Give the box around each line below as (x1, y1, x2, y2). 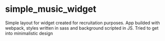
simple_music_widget (5, 3, 96, 15)
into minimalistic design (5, 30, 53, 36)
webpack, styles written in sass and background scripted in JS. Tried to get (5, 25, 159, 31)
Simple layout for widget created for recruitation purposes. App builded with (5, 20, 161, 26)
